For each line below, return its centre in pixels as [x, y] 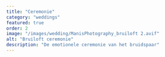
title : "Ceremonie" [31, 12]
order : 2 [17, 28]
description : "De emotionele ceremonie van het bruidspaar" [83, 45]
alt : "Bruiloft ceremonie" [40, 39]
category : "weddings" [33, 17]
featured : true [25, 23]
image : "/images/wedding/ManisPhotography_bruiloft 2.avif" [83, 34]
